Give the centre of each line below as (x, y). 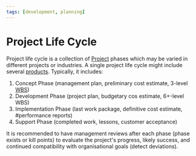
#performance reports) (44, 115)
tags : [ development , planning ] (46, 12)
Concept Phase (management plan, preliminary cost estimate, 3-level (101, 83)
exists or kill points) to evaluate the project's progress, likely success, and (98, 140)
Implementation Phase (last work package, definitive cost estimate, (99, 109)
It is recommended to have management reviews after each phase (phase (98, 133)
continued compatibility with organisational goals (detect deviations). (92, 146)
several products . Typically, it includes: (55, 71)
